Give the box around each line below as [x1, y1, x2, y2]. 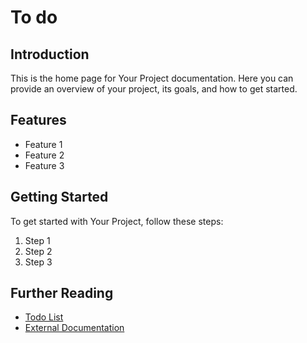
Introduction [10, 46, 90, 63]
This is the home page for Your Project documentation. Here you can [10, 72, 294, 84]
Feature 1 [24, 138, 63, 150]
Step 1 [24, 234, 51, 246]
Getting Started [10, 189, 109, 206]
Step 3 [24, 256, 53, 268]
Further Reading [10, 285, 114, 302]
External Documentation [24, 322, 125, 334]
